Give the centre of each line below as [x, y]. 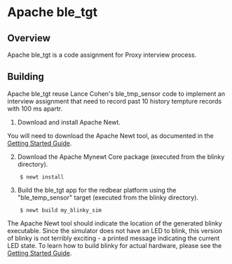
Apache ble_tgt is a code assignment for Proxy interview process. [102, 55]
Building [26, 77]
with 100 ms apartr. [35, 109]
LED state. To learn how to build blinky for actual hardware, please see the [115, 245]
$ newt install [42, 177]
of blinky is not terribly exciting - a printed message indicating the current [114, 238]
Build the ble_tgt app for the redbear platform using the [97, 190]
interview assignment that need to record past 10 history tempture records [115, 101]
